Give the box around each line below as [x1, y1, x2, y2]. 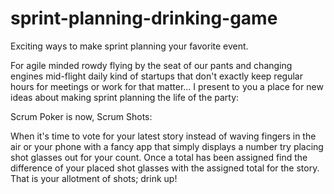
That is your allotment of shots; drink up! [10, 172, 178, 184]
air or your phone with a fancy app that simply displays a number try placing [10, 140, 324, 152]
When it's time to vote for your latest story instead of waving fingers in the [10, 130, 317, 142]
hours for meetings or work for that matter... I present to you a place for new [10, 80, 324, 92]
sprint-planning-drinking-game [10, 7, 278, 30]
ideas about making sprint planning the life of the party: [10, 91, 240, 103]
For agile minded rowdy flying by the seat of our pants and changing [10, 59, 293, 71]
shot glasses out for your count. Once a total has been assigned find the [10, 151, 308, 163]
